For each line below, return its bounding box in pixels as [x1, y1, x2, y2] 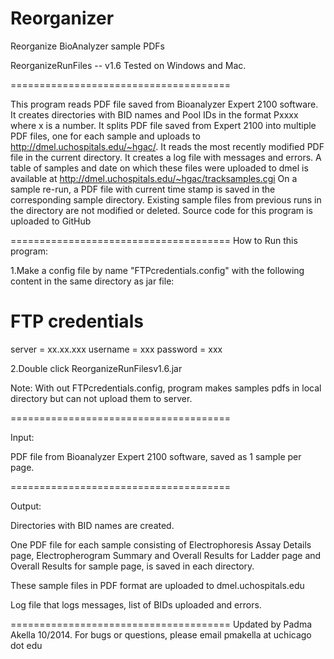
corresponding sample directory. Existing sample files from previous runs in [10, 193, 322, 206]
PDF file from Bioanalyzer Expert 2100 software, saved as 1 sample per [10, 450, 302, 462]
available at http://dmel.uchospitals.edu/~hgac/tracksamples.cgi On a [10, 172, 298, 184]
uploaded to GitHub [10, 215, 92, 227]
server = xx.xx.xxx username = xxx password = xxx [10, 343, 223, 355]
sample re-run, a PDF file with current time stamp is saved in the [10, 183, 276, 195]
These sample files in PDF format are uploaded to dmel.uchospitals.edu [10, 579, 305, 591]
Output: [10, 500, 42, 512]
